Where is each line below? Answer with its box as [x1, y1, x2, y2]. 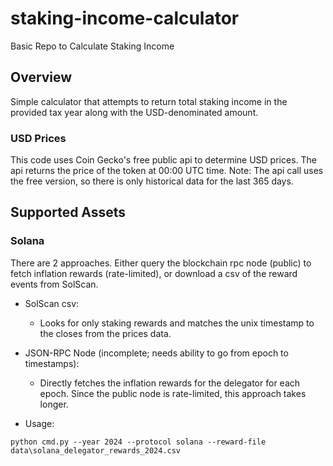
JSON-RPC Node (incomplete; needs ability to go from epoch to [24, 347, 289, 359]
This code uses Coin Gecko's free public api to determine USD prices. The [10, 154, 317, 166]
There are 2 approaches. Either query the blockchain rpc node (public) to [10, 257, 312, 269]
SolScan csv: [24, 297, 80, 309]
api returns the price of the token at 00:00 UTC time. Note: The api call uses [10, 165, 324, 177]
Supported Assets [10, 204, 127, 221]
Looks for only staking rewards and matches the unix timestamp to [39, 317, 315, 329]
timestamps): [24, 357, 80, 369]
